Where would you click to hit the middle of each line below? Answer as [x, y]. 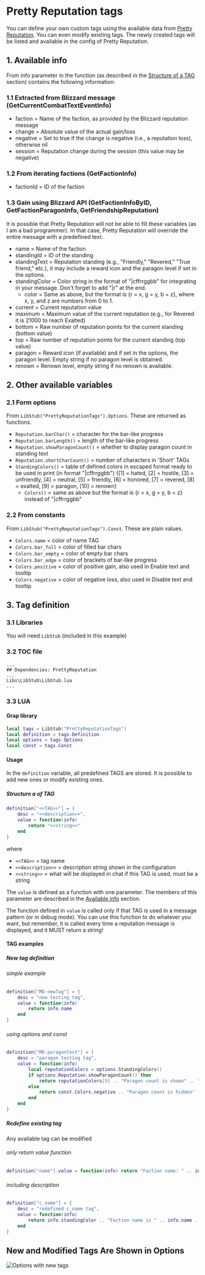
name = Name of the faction [51, 249]
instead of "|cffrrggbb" [53, 499]
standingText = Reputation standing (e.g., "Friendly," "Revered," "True [103, 261]
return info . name [50, 1009]
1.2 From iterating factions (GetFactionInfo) [72, 173]
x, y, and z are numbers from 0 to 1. [69, 301]
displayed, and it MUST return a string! [55, 930]
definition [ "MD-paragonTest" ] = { [50, 1052]
